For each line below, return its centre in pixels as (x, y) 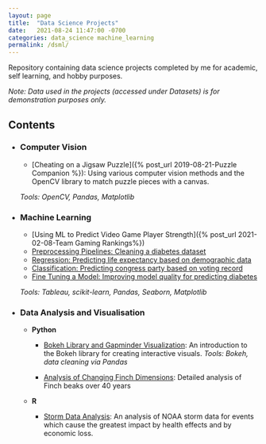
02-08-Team (52, 243)
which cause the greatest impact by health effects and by (137, 425)
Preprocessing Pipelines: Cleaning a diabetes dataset (119, 251)
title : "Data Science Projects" (64, 23)
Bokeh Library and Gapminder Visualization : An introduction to (145, 345)
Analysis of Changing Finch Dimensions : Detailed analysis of (143, 377)
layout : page (30, 15)
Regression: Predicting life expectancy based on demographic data (141, 260)
